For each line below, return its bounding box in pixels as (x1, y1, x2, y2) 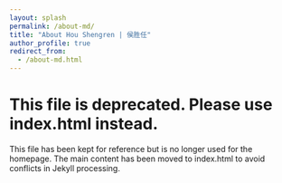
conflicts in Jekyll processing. (9, 162, 120, 173)
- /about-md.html (17, 55, 83, 64)
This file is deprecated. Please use (9, 94, 273, 115)
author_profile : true (9, 38, 91, 48)
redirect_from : (9, 47, 67, 56)
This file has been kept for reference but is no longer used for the (9, 143, 253, 154)
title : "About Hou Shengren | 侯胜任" (9, 30, 152, 39)
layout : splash (9, 13, 67, 23)
